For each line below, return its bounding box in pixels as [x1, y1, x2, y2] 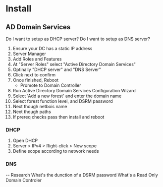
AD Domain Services [5, 23, 71, 31]
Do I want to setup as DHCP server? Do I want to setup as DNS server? [5, 36, 150, 42]
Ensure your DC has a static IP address [12, 46, 93, 51]
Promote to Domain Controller [20, 82, 81, 88]
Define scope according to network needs [12, 148, 99, 154]
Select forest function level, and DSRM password [12, 98, 113, 104]
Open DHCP [12, 137, 38, 144]
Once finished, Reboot [12, 77, 59, 83]
